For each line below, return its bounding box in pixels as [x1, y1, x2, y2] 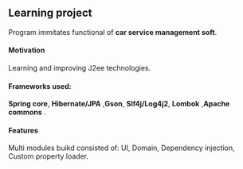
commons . [8, 107, 46, 117]
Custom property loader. [8, 152, 89, 161]
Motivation [8, 45, 45, 55]
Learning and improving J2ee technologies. [8, 63, 151, 73]
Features [8, 125, 38, 135]
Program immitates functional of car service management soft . [8, 27, 218, 36]
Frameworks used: [8, 81, 72, 90]
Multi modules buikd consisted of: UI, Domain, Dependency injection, [8, 143, 235, 153]
